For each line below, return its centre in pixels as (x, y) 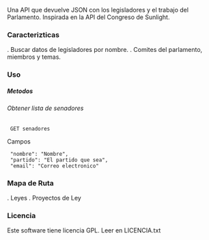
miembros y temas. (34, 57)
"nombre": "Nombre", (39, 154)
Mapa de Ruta (31, 183)
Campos (19, 141)
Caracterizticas (33, 35)
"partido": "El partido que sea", (59, 160)
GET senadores (30, 129)
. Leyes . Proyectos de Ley (44, 198)
